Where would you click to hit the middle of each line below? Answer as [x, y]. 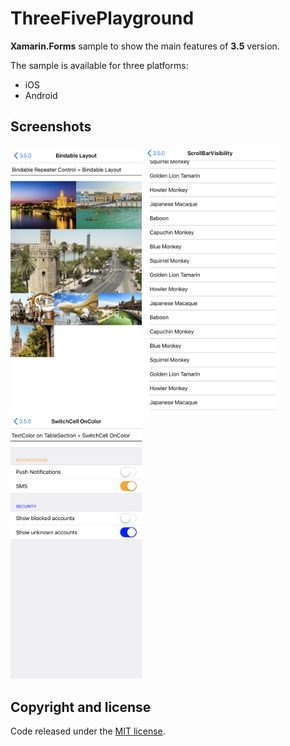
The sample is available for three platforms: [99, 65]
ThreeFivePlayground [102, 18]
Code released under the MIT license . [88, 731]
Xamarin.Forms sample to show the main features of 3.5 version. [145, 46]
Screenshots [51, 127]
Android [41, 95]
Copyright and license [81, 707]
